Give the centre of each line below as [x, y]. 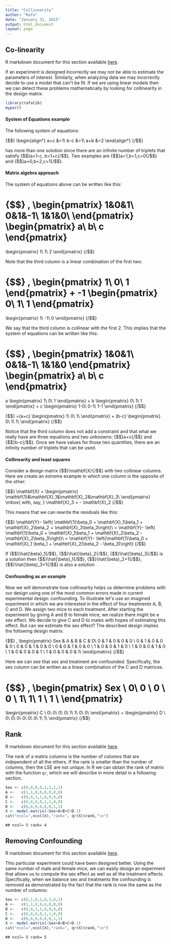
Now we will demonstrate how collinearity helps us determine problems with [86, 587]
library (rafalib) [24, 103]
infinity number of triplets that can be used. [51, 447]
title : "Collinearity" [29, 10]
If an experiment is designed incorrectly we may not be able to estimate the [85, 72]
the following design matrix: [34, 631]
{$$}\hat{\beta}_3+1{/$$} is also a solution [50, 564]
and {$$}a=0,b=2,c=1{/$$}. [34, 161]
